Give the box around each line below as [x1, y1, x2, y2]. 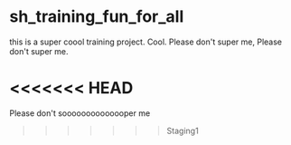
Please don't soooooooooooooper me [9, 107, 151, 119]
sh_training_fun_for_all [9, 6, 184, 27]
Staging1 [166, 125, 199, 136]
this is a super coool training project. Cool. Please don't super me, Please [9, 36, 283, 47]
